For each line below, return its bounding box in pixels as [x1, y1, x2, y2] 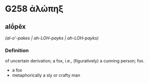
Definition [5, 47, 29, 54]
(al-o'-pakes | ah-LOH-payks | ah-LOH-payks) [5, 35, 99, 41]
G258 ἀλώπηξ [5, 3, 64, 14]
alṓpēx [5, 23, 26, 31]
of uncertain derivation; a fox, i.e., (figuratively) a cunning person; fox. [5, 58, 145, 64]
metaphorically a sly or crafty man [12, 72, 81, 78]
